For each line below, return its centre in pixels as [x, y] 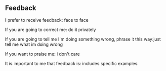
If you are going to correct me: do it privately [51, 30]
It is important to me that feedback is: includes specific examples [71, 63]
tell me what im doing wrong [34, 44]
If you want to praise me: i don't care [42, 54]
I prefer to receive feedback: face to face [47, 20]
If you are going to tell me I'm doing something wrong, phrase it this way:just [83, 39]
